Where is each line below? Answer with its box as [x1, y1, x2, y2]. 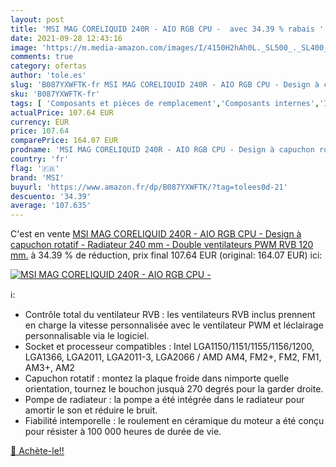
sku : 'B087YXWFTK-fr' [10, 89, 101, 99]
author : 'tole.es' [10, 71, 87, 81]
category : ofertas [10, 61, 87, 71]
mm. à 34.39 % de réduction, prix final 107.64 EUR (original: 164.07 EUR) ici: [10, 249, 323, 261]
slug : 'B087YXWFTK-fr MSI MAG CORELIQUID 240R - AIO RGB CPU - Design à [10, 80, 320, 90]
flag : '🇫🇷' [10, 163, 60, 173]
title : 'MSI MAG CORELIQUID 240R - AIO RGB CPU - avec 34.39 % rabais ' [10, 24, 325, 34]
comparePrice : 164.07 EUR [10, 136, 118, 146]
